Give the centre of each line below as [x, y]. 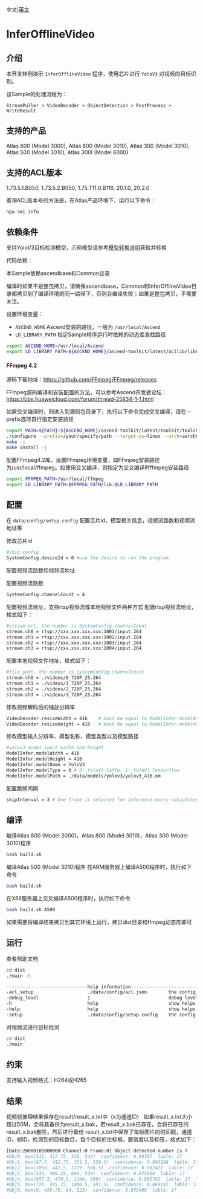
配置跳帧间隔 [22, 788]
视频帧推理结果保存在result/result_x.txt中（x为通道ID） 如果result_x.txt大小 [99, 1117]
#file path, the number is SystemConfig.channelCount [76, 672]
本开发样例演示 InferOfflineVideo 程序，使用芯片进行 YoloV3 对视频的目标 [99, 74]
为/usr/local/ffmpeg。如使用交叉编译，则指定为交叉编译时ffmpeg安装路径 [98, 467]
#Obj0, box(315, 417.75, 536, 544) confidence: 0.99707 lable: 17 [94, 1157]
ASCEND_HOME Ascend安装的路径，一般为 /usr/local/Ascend [88, 327]
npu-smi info [23, 212]
